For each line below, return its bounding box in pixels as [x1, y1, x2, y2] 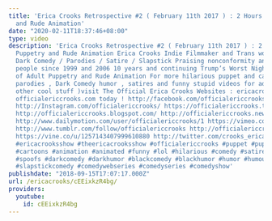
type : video [8, 34, 49, 43]
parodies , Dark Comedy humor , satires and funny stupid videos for [15, 79, 255, 87]
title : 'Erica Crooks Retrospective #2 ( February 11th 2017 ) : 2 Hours [8, 11, 263, 20]
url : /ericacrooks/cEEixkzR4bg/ [8, 177, 117, 186]
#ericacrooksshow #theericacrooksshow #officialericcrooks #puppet [15, 139, 249, 148]
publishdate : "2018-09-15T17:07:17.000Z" [8, 170, 151, 178]
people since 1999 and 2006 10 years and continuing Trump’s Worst [15, 65, 249, 73]
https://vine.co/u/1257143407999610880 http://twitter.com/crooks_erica [15, 132, 266, 140]
